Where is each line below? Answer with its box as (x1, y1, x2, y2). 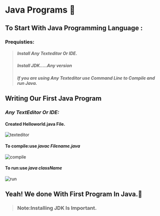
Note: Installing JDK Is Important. (17, 205, 97, 212)
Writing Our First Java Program (5, 95, 102, 103)
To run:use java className (5, 165, 62, 171)
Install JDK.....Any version (17, 63, 72, 69)
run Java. (17, 80, 38, 86)
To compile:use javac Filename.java (5, 143, 80, 149)
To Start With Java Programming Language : (5, 24, 143, 32)
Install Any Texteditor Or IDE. (17, 51, 77, 57)
